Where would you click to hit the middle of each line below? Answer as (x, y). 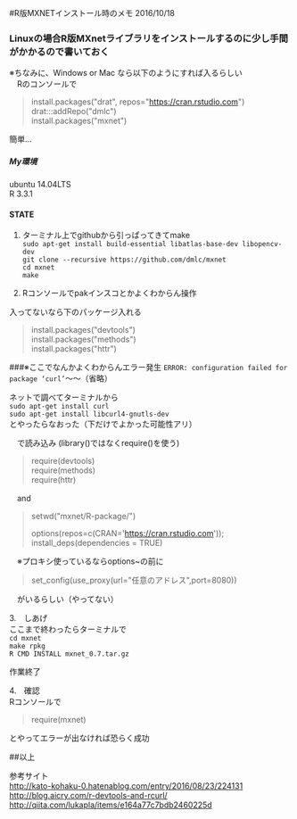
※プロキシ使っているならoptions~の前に (90, 561)
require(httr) (54, 480)
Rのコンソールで (47, 84)
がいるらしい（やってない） (67, 600)
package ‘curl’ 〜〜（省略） (61, 378)
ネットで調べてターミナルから (64, 397)
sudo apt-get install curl (59, 407)
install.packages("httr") (74, 349)
